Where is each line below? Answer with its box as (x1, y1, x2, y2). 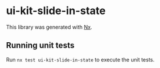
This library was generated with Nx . (6, 23, 92, 30)
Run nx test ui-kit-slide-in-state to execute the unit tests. (6, 56, 155, 63)
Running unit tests (6, 40, 75, 50)
